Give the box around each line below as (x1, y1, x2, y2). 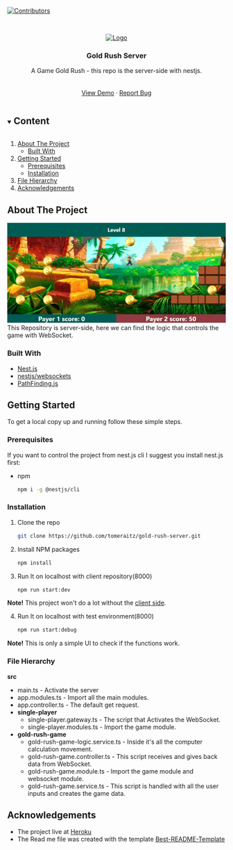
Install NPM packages (17, 545, 80, 553)
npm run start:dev (17, 586, 71, 594)
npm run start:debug (17, 626, 77, 634)
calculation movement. (27, 744, 93, 753)
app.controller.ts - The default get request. (17, 701, 139, 709)
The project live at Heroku (17, 828, 92, 836)
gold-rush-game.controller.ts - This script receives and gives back (27, 752, 218, 760)
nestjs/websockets (17, 372, 71, 380)
